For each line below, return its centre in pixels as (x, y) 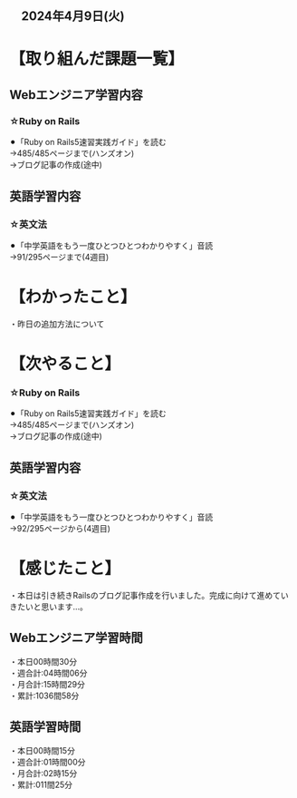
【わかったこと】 (73, 297)
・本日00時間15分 (42, 750)
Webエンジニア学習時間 (76, 638)
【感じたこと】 (65, 569)
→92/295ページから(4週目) (60, 529)
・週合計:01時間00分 (48, 762)
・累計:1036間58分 (44, 696)
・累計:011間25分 (41, 784)
